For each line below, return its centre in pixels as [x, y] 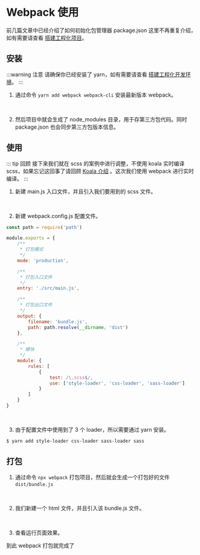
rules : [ [39, 366]
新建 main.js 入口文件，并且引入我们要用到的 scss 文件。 [85, 191]
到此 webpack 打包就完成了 [40, 545]
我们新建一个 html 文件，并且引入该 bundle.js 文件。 [80, 508]
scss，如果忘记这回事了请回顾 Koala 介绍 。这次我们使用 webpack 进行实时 [100, 171]
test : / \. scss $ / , [71, 377]
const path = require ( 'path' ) [44, 227]
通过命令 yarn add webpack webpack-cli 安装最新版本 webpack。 [96, 95]
